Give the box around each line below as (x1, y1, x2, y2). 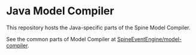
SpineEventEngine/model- (117, 35, 182, 42)
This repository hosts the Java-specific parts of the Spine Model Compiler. (6, 24, 191, 31)
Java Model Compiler (6, 4, 114, 18)
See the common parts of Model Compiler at (6, 35, 116, 42)
